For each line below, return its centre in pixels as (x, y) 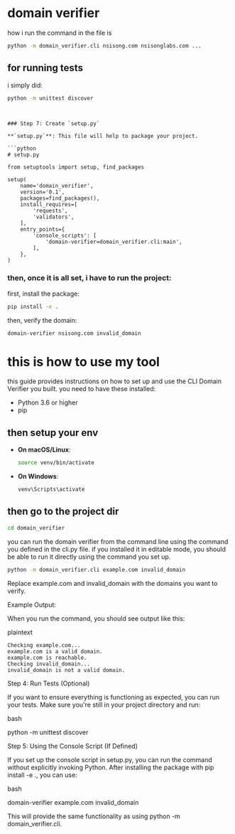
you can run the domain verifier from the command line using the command (118, 541)
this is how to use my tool (83, 362)
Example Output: (32, 604)
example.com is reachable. (47, 658)
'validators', (54, 217)
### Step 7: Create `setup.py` (54, 123)
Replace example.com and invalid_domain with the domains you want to (113, 583)
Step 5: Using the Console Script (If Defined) (73, 746)
